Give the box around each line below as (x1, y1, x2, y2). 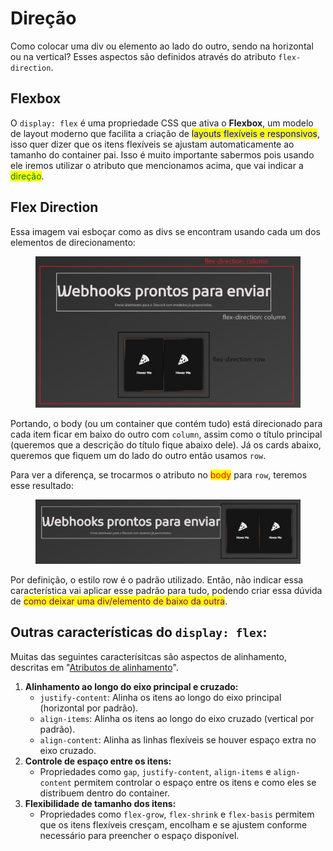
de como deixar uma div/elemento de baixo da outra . (10, 595, 228, 607)
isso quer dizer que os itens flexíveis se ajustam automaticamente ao (10, 138, 295, 150)
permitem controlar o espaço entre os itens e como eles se (73, 776, 317, 788)
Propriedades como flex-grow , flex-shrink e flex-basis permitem (39, 808, 315, 820)
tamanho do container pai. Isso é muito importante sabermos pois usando (10, 148, 315, 161)
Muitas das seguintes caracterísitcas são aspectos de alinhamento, (10, 650, 288, 662)
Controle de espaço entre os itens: (24, 755, 172, 767)
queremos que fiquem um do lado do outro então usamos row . (10, 449, 267, 461)
